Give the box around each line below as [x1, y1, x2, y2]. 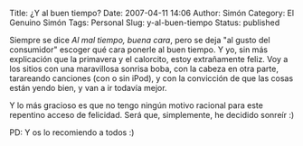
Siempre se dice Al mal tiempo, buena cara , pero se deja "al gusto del [9, 35, 270, 45]
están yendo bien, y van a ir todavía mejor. [9, 83, 167, 93]
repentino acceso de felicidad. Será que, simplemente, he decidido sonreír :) [9, 110, 295, 120]
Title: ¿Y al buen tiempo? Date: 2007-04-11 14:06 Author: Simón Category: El [9, 8, 295, 18]
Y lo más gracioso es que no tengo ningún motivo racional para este [9, 100, 264, 111]
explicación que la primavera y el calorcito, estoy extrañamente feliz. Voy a [9, 54, 289, 64]
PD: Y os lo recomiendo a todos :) [9, 127, 135, 138]
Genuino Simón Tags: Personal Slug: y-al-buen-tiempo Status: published [9, 17, 280, 28]
